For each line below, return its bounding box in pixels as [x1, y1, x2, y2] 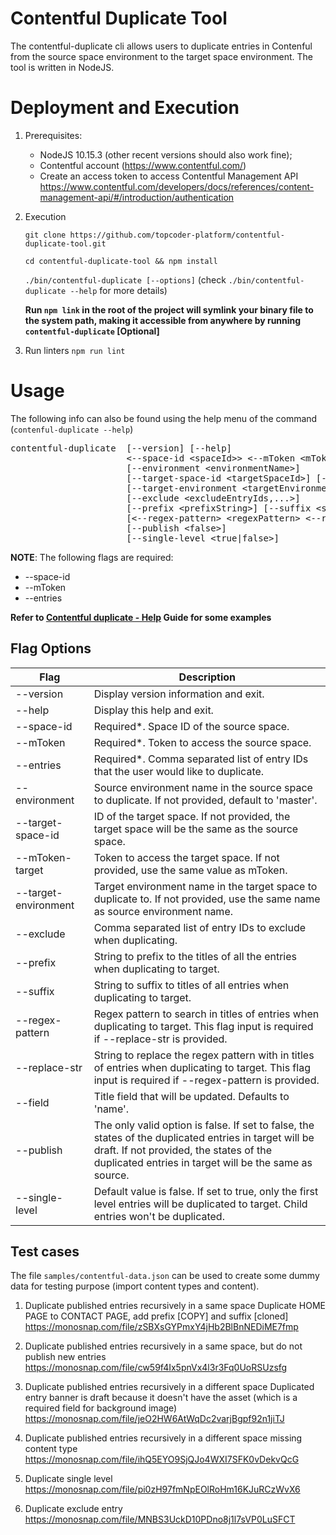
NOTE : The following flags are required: [10, 551, 174, 563]
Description [178, 670, 237, 684]
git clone [24, 230, 67, 240]
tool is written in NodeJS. [10, 61, 115, 73]
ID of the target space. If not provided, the [93, 809, 291, 823]
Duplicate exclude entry [24, 1503, 123, 1515]
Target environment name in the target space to [93, 879, 318, 893]
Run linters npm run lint [24, 344, 126, 356]
